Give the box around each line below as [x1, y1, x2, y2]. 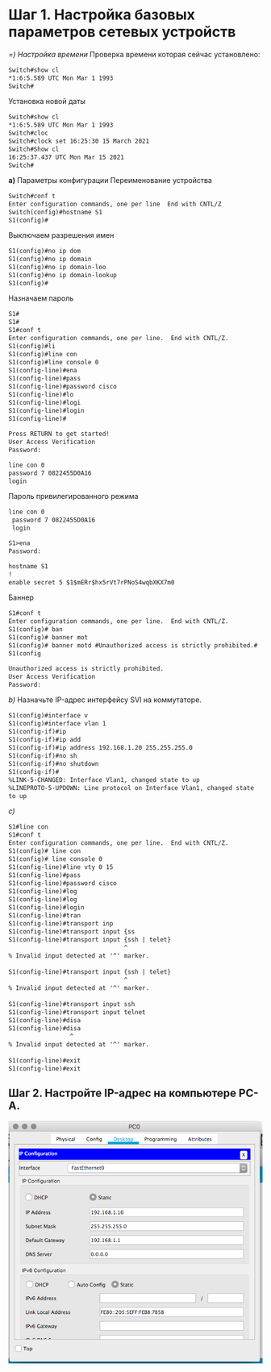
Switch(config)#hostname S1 [8, 208, 103, 216]
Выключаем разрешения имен [8, 230, 115, 239]
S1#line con [8, 822, 48, 831]
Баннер [8, 592, 35, 602]
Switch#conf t [8, 192, 56, 200]
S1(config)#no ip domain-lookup [8, 271, 117, 279]
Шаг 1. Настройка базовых [8, 6, 196, 24]
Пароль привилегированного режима [8, 491, 139, 501]
